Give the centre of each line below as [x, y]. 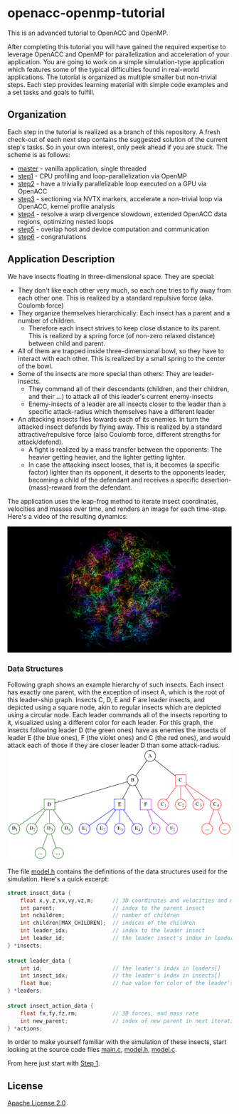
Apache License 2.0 [37, 1103]
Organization [37, 115]
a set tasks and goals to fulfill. [51, 92]
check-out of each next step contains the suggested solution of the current [118, 139]
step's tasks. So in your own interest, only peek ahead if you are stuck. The [117, 147]
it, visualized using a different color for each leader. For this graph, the [110, 722]
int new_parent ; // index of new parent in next [114, 1021]
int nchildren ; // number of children [100, 916]
